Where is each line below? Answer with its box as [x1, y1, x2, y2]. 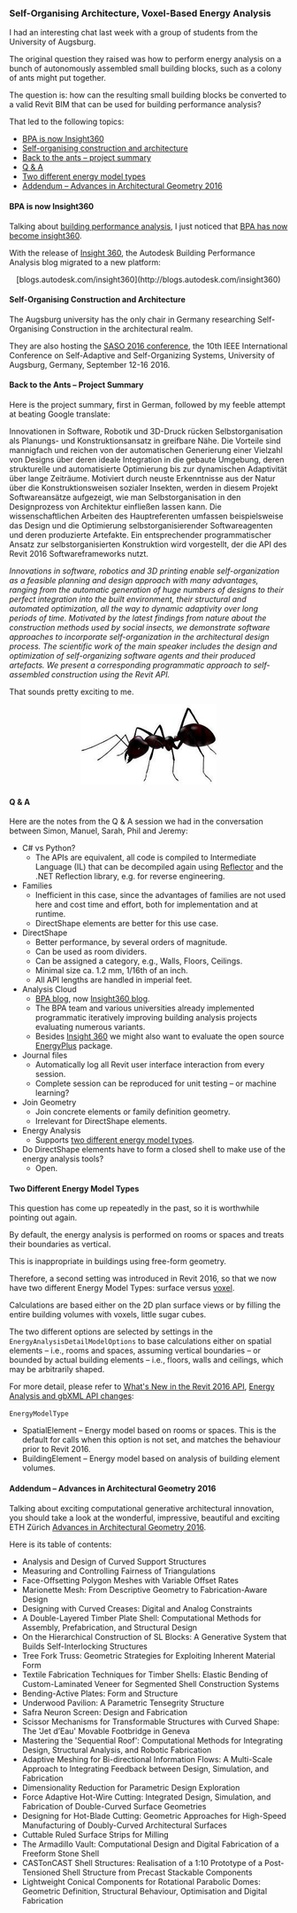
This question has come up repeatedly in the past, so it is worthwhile [9, 1203, 260, 1214]
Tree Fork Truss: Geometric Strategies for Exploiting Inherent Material [21, 1650, 276, 1660]
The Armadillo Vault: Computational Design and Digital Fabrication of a [21, 1839, 279, 1849]
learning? [34, 1088, 70, 1098]
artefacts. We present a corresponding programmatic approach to [9, 660, 252, 670]
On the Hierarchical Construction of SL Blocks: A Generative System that [21, 1631, 287, 1642]
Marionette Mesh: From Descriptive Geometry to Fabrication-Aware [21, 1584, 268, 1595]
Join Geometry [21, 1097, 77, 1108]
